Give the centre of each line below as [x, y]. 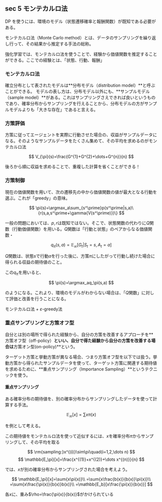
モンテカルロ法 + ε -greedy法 [34, 309]
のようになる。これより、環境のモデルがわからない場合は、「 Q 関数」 [73, 293]
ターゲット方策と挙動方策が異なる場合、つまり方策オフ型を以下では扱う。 [79, 357]
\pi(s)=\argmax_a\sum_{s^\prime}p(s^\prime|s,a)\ [85, 208]
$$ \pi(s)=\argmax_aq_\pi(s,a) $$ [81, 283]
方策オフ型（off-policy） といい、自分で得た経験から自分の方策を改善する [78, 340]
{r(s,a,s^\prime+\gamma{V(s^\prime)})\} [78, 213]
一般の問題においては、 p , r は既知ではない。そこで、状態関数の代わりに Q [77, 223]
